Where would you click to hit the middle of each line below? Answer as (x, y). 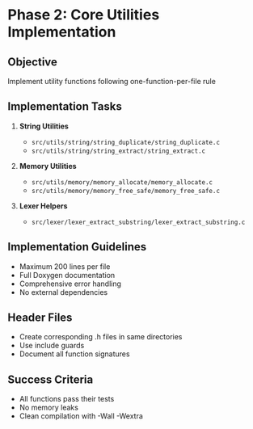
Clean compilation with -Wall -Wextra (81, 416)
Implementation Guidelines (77, 247)
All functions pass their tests (67, 399)
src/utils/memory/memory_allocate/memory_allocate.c (122, 182)
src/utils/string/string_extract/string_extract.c (118, 151)
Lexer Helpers (43, 206)
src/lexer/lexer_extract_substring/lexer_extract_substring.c (138, 222)
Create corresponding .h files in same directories (101, 337)
